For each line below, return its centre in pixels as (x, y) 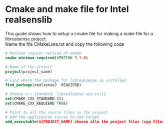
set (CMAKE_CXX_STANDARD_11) (34, 99)
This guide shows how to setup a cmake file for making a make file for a (79, 33)
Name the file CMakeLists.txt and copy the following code (65, 44)
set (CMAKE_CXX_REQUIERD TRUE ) (37, 103)
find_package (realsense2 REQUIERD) (43, 85)
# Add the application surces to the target (52, 117)
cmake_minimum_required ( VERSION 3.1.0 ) (47, 58)
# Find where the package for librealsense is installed (66, 81)
